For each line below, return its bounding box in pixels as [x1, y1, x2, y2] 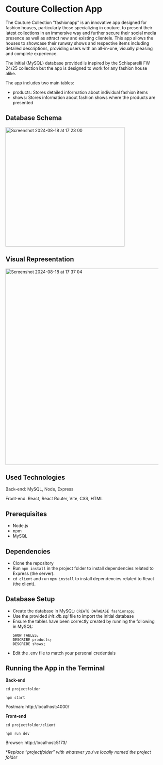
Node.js [12, 523, 29, 529]
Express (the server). [12, 570, 55, 576]
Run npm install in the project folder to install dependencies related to [12, 566, 154, 571]
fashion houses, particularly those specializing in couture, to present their [5, 24, 153, 30]
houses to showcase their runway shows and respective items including [5, 40, 149, 46]
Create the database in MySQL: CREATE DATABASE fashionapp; [12, 608, 135, 614]
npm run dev [5, 731, 30, 736]
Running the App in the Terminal [5, 664, 105, 672]
